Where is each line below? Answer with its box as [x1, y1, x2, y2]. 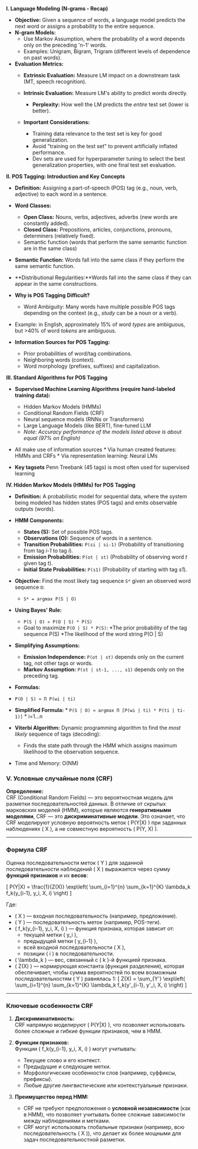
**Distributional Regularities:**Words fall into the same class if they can [14, 274, 192, 281]
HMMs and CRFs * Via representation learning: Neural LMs [14, 452, 158, 459]
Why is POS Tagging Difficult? [14, 292, 90, 299]
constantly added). [23, 220, 70, 227]
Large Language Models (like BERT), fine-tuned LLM [23, 422, 151, 429]
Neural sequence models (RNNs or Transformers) [23, 416, 144, 423]
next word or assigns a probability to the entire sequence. [14, 23, 155, 30]
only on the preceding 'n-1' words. [23, 41, 107, 48]
